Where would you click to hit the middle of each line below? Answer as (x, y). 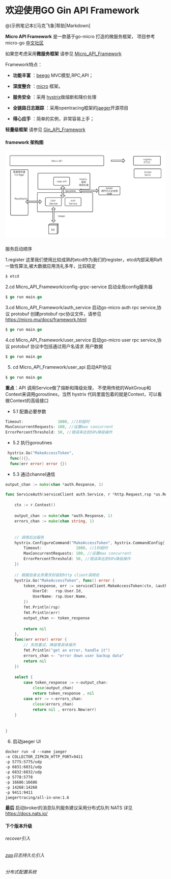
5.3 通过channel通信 (34, 474)
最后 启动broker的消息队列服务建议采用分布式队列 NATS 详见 (69, 808)
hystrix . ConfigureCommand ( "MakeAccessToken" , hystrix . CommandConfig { (90, 543)
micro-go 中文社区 (25, 43)
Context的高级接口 (29, 400)
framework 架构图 (24, 142)
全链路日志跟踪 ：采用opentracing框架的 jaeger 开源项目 (70, 108)
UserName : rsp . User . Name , (60, 597)
